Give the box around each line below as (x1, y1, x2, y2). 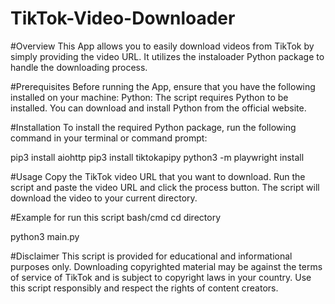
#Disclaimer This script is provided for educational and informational (10, 250, 293, 262)
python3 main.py (10, 230, 80, 242)
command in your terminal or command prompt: (10, 132, 208, 144)
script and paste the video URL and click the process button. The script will (10, 181, 320, 193)
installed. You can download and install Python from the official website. (10, 102, 307, 114)
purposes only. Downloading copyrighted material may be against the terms (10, 260, 323, 272)
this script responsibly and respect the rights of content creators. (10, 282, 279, 294)
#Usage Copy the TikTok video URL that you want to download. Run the (10, 170, 306, 182)
